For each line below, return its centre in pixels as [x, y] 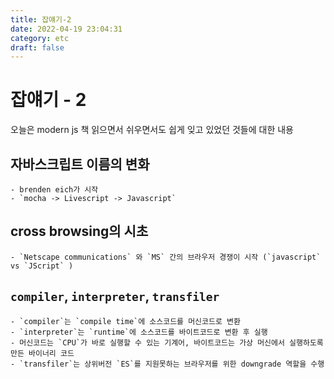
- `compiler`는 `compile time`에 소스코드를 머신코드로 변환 [125, 321]
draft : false [37, 47]
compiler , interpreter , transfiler [115, 296]
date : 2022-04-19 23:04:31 [66, 29]
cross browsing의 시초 [79, 231]
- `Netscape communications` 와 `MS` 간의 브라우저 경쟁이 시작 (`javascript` [166, 257]
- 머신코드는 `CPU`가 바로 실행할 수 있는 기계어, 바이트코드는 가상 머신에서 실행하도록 [167, 342]
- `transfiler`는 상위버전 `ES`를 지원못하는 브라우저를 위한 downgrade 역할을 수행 [167, 364]
